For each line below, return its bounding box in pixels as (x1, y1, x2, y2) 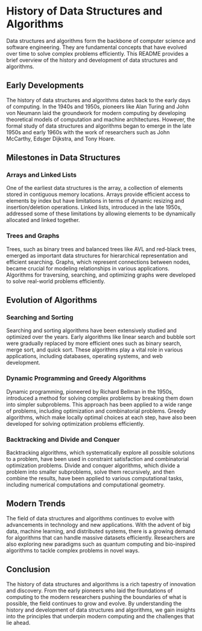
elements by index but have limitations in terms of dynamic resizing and (6, 197, 185, 204)
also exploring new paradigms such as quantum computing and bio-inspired (6, 540, 196, 548)
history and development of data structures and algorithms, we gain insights (6, 606, 196, 613)
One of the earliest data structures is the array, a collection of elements (6, 185, 183, 192)
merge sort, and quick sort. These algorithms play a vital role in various (6, 346, 183, 353)
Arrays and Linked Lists (6, 171, 77, 179)
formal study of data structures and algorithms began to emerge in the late (6, 122, 192, 129)
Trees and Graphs (6, 232, 60, 240)
